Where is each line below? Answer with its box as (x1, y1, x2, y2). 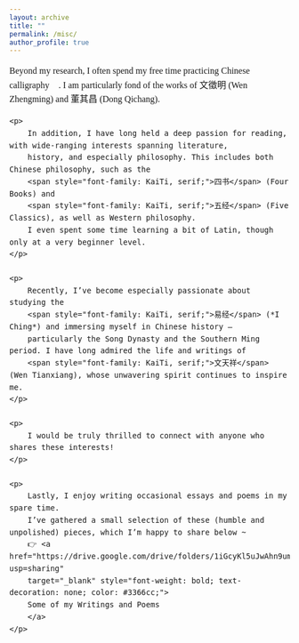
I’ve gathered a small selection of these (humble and (27, 515, 265, 525)
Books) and (9, 189, 55, 198)
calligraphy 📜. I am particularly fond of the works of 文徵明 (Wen (9, 79, 247, 90)
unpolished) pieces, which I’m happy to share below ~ (9, 526, 246, 537)
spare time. (9, 503, 61, 513)
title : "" (9, 21, 46, 30)
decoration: (9, 588, 61, 598)
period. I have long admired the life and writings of (9, 346, 246, 356)
